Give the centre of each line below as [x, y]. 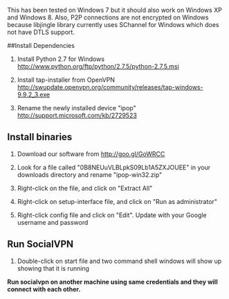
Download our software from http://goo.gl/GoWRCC [91, 154]
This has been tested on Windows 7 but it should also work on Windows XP [115, 10]
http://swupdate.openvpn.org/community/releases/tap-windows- [110, 87]
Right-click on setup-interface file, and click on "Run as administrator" [117, 201]
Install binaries [40, 137]
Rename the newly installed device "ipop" [76, 108]
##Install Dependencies [41, 45]
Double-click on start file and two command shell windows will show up [119, 261]
